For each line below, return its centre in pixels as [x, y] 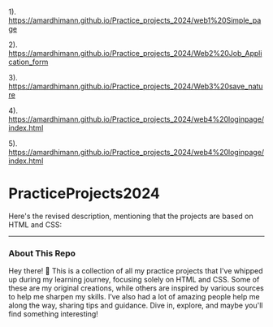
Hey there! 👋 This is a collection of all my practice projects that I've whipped [136, 271]
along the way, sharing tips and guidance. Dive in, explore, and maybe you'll [136, 305]
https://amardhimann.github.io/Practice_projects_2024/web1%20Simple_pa [135, 20]
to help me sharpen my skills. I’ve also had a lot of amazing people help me [134, 297]
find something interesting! [54, 314]
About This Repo [42, 253]
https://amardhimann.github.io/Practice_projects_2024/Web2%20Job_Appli [135, 53]
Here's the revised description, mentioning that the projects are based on [131, 216]
